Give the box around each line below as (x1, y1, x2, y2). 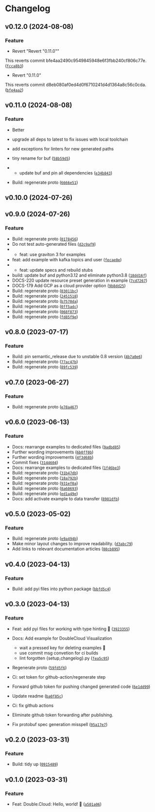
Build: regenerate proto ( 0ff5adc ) (12, 303, 78, 309)
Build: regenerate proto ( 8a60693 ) (12, 485, 78, 491)
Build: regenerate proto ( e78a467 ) (12, 404, 78, 410)
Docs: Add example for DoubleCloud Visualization (12, 635, 112, 641)
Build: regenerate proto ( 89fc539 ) (12, 364, 78, 370)
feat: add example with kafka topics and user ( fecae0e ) (12, 256, 122, 262)
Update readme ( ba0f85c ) (12, 693, 63, 699)
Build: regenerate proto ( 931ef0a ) (12, 480, 78, 486)
